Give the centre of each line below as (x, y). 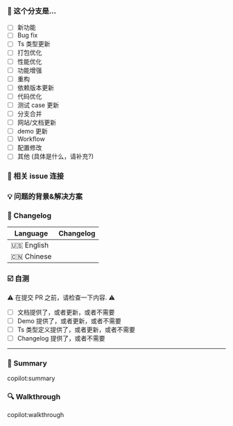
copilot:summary (31, 378)
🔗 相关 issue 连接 (36, 177)
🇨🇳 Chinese (31, 256)
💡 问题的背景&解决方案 (45, 197)
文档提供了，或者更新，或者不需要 (66, 312)
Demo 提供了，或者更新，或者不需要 (69, 320)
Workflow (31, 139)
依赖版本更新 (35, 88)
